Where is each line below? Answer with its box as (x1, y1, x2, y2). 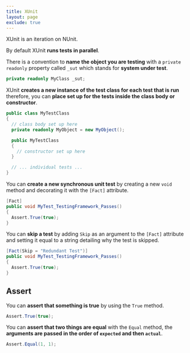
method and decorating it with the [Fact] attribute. (6, 187, 129, 194)
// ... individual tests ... (11, 164, 83, 170)
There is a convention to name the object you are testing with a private (6, 58, 181, 65)
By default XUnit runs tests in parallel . (6, 47, 100, 54)
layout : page (6, 14, 38, 20)
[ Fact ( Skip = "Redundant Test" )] (6, 248, 88, 254)
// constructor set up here (16, 148, 85, 154)
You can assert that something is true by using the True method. (6, 302, 164, 309)
